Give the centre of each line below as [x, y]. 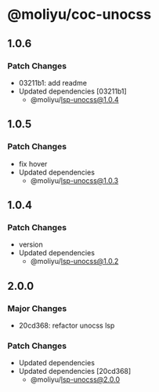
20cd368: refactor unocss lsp [67, 325]
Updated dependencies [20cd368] [75, 372]
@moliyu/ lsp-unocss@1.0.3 [74, 180]
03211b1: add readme [53, 82]
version [31, 244]
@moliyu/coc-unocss [79, 15]
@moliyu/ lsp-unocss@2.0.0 [75, 379]
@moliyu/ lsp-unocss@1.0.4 [74, 99]
